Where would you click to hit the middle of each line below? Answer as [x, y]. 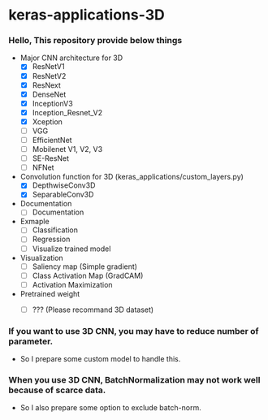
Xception [48, 121]
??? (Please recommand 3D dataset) [93, 310]
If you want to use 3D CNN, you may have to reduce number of [134, 331]
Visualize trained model [71, 249]
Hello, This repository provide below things [95, 41]
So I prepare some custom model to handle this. [100, 359]
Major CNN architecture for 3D [71, 58]
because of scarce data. [57, 390]
